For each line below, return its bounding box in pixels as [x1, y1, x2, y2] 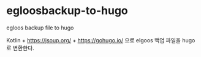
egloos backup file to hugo [6, 24, 74, 31]
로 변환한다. [6, 44, 35, 51]
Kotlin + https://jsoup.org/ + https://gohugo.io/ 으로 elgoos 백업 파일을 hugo [6, 36, 195, 44]
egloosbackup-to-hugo [6, 4, 129, 18]
